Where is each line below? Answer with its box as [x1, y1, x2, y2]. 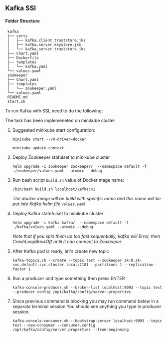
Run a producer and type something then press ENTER [12, 275, 125, 281]
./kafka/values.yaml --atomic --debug [12, 224, 93, 229]
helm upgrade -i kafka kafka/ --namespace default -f [12, 220, 129, 225]
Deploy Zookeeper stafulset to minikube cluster [12, 154, 110, 160]
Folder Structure [5, 17, 40, 24]
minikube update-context [12, 145, 64, 150]
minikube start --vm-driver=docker [12, 137, 87, 142]
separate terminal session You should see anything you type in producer [12, 303, 162, 309]
